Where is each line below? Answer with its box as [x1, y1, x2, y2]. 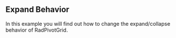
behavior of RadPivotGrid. [5, 26, 68, 33]
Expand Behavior [5, 5, 69, 15]
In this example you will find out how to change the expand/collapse [5, 20, 171, 27]
